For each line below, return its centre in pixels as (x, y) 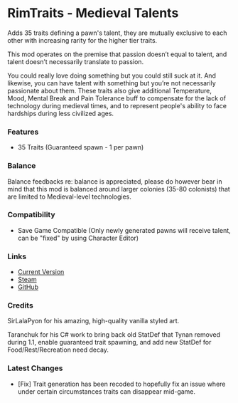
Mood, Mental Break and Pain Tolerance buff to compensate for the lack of (117, 98)
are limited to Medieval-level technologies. (69, 197)
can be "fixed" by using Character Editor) (78, 238)
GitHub (28, 287)
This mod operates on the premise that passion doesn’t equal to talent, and (117, 54)
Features (23, 132)
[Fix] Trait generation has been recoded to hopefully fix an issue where (121, 384)
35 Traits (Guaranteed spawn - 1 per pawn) (81, 147)
